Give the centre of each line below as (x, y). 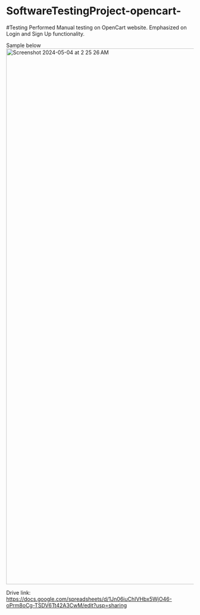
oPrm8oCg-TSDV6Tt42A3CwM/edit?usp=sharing (67, 605)
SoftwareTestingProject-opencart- (94, 11)
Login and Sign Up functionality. (46, 33)
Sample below (24, 45)
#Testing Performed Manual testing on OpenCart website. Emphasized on (96, 27)
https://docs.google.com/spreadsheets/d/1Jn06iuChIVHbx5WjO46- (89, 599)
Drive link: (18, 592)
